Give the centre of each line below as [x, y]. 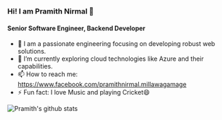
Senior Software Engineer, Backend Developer [76, 28]
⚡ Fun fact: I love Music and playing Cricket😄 [84, 92]
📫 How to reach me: [48, 74]
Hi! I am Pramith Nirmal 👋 [50, 11]
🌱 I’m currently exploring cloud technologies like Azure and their [111, 59]
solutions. [32, 52]
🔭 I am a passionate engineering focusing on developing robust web [116, 44]
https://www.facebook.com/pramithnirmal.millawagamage [102, 85]
